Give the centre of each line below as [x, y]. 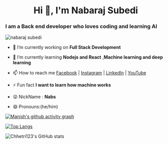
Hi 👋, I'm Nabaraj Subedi [86, 10]
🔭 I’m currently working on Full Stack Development [67, 47]
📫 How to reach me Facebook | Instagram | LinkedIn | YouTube [79, 73]
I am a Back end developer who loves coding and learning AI [81, 27]
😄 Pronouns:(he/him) [35, 107]
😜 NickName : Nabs [34, 97]
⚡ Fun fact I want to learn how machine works [62, 85]
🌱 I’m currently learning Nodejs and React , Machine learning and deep [88, 57]
